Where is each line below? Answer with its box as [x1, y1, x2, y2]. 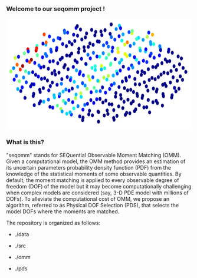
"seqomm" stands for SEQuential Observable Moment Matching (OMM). [6, 151, 182, 158]
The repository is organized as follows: [6, 219, 101, 226]
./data [14, 230, 29, 237]
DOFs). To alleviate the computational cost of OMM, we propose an [6, 195, 170, 202]
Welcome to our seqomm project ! [6, 5, 105, 13]
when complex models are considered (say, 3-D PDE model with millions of [6, 189, 189, 196]
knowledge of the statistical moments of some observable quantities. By [6, 170, 182, 177]
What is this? [6, 138, 44, 146]
